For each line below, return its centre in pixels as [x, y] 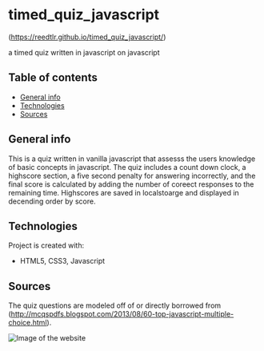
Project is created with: [46, 245]
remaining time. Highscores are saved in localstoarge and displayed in [124, 192]
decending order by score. [52, 201]
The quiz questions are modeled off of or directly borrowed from [115, 305]
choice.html [28, 323]
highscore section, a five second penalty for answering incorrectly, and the [132, 175]
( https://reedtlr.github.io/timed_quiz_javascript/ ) [87, 37]
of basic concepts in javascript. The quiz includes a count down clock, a [127, 167]
